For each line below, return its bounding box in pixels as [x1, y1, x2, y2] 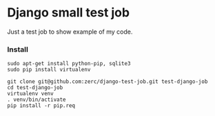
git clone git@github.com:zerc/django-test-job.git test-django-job [7, 78, 208, 85]
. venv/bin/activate [7, 96, 67, 104]
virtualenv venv [7, 91, 54, 97]
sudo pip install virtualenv [7, 67, 91, 73]
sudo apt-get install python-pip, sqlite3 [7, 60, 131, 67]
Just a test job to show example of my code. [7, 27, 133, 36]
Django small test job [7, 5, 130, 21]
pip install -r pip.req [7, 102, 76, 109]
